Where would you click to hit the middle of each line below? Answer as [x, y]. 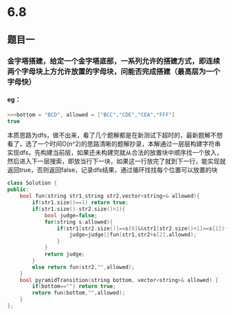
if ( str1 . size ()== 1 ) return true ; [80, 203]
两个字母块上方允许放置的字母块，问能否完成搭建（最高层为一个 [114, 72]
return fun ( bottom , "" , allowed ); [79, 293]
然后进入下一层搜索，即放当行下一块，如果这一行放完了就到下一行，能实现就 [116, 161]
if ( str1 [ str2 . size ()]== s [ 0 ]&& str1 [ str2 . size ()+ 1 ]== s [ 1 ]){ [142, 228]
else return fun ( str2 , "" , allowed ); [84, 267]
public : [18, 190]
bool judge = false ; [71, 215]
